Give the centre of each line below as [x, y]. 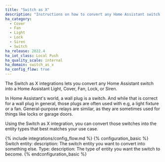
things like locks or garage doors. [39, 114]
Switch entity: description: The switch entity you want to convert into [75, 143]
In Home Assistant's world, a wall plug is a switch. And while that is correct [81, 98]
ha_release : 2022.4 [25, 51]
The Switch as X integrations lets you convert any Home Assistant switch [80, 83]
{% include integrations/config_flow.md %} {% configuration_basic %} [77, 138]
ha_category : [19, 19]
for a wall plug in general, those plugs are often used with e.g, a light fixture [82, 103]
